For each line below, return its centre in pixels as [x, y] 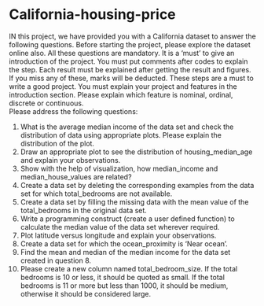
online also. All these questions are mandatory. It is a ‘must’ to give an [122, 53]
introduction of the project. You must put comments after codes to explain [128, 61]
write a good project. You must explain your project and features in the [123, 86]
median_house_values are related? [76, 177]
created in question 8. [56, 260]
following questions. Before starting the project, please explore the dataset [130, 44]
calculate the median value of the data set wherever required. [120, 227]
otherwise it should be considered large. [86, 293]
